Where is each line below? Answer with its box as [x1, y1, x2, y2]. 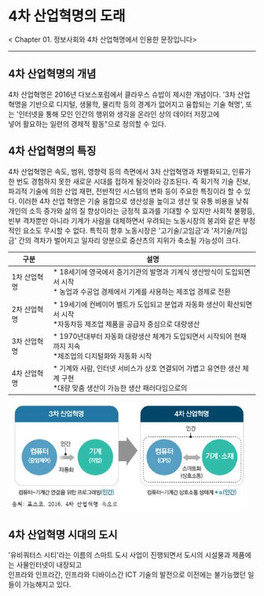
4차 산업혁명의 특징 [8, 145, 97, 158]
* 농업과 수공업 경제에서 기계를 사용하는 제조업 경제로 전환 [53, 287, 231, 296]
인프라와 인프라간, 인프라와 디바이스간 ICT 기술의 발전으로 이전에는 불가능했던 [8, 570, 246, 579]
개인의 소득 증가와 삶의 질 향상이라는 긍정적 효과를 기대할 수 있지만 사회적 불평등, [8, 206, 255, 215]
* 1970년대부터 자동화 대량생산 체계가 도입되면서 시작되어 [53, 331, 233, 340]
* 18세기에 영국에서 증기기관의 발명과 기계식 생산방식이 [53, 267, 224, 277]
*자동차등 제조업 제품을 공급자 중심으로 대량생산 [53, 319, 200, 329]
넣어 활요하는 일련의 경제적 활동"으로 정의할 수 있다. [8, 119, 167, 128]
